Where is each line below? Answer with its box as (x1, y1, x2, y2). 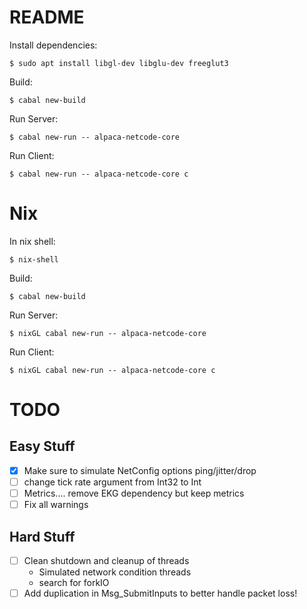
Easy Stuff (9, 438, 76, 455)
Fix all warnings (23, 499, 89, 511)
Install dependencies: (9, 39, 98, 51)
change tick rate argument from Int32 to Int (23, 476, 202, 488)
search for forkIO (38, 577, 110, 588)
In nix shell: (9, 235, 56, 247)
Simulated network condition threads (38, 566, 192, 578)
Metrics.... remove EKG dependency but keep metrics (23, 487, 245, 499)
